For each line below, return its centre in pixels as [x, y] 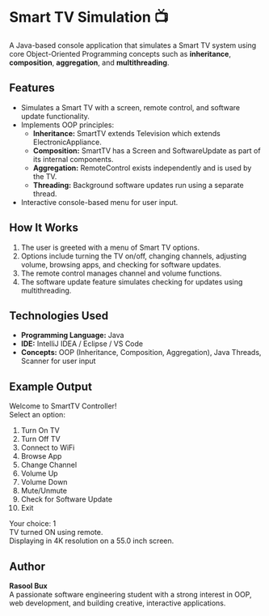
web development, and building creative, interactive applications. [118, 603]
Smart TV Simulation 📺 [89, 17]
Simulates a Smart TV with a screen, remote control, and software [130, 107]
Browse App [41, 456]
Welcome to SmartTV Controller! [63, 406]
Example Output [50, 386]
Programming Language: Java [72, 336]
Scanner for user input [58, 361]
